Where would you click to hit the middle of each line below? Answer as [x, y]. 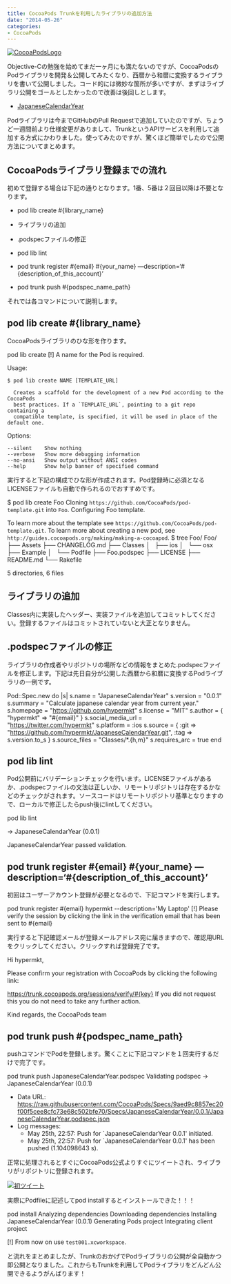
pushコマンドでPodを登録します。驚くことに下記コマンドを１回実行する [110, 1053]
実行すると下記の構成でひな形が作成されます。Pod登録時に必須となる [106, 480]
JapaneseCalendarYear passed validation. [67, 845]
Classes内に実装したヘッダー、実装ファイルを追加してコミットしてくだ [109, 614]
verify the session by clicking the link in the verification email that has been [114, 916]
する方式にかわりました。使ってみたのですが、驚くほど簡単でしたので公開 [119, 138]
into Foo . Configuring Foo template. [96, 509]
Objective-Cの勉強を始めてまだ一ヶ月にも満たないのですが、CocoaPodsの [113, 67]
